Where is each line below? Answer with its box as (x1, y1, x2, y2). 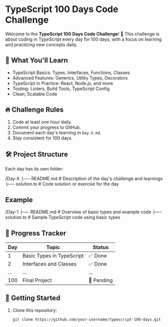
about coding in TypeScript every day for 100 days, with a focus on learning (5, 36, 162, 42)
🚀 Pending (88, 277, 113, 284)
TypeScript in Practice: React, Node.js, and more (12, 80, 113, 86)
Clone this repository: (12, 307, 57, 313)
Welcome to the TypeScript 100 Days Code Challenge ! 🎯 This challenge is (5, 31, 159, 37)
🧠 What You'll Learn (5, 56, 68, 65)
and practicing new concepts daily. (5, 41, 78, 47)
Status (92, 244, 109, 251)
